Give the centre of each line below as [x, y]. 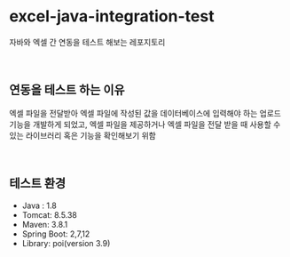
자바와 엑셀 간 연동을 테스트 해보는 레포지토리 [87, 42]
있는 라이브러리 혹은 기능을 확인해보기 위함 [83, 135]
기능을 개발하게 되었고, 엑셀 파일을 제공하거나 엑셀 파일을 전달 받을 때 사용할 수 [145, 124]
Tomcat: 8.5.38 [50, 214]
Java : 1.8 [39, 205]
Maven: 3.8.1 [45, 224]
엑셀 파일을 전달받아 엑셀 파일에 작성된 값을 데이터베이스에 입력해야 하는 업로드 [145, 113]
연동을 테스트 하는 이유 [67, 90]
